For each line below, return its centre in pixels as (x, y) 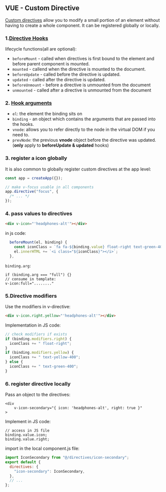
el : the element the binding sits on (47, 114)
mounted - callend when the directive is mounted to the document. (79, 69)
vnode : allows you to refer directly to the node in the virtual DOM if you (84, 130)
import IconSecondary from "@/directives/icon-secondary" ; (67, 458)
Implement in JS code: (28, 422)
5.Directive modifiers (31, 296)
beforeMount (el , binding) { (39, 242)
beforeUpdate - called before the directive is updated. (66, 74)
